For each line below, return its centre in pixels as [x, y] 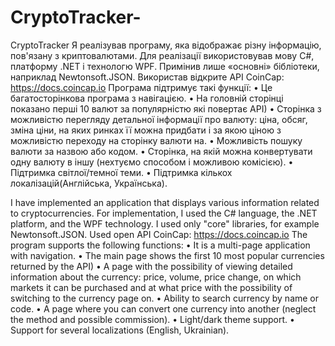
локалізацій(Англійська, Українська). [89, 183]
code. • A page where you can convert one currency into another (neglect [163, 308]
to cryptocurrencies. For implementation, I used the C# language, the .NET [164, 213]
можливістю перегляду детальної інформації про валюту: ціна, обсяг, [159, 119]
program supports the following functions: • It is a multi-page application [160, 245]
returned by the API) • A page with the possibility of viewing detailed [151, 266]
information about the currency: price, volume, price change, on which [156, 277]
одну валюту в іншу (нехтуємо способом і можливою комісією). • [152, 162]
